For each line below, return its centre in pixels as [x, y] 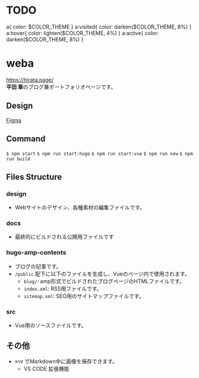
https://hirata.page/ [30, 80]
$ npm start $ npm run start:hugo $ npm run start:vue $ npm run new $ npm [99, 154]
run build [18, 159]
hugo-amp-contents [36, 253]
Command [26, 139]
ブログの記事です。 [38, 266]
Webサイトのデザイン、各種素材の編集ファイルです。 [80, 208]
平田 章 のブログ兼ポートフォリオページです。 [61, 87]
